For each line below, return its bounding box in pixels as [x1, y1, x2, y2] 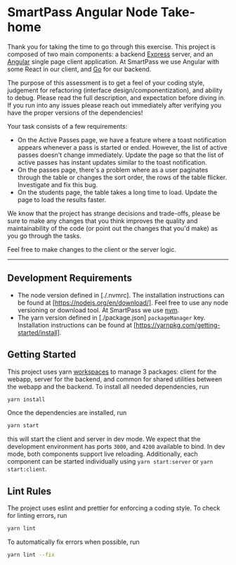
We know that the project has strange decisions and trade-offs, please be [7, 209, 221, 217]
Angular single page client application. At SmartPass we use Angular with [7, 57, 220, 65]
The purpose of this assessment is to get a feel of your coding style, [7, 78, 205, 87]
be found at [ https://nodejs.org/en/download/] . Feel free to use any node [17, 298, 228, 307]
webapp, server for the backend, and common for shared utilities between [7, 374, 223, 383]
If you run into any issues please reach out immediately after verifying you [7, 101, 222, 109]
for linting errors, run [7, 512, 67, 520]
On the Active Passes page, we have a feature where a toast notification [17, 135, 227, 144]
